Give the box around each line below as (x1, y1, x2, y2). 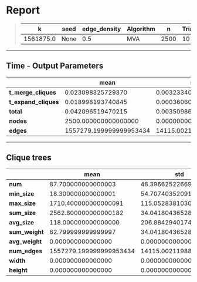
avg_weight (9, 237, 42, 246)
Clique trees (6, 153, 52, 163)
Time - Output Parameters (6, 61, 104, 71)
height (9, 266, 28, 274)
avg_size (9, 218, 34, 226)
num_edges (9, 247, 43, 255)
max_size (9, 199, 36, 207)
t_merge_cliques (9, 88, 57, 96)
